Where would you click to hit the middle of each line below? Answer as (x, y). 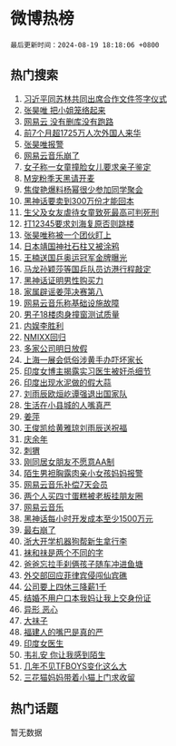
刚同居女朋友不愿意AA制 (69, 461)
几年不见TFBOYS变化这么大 (75, 666)
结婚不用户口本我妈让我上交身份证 (87, 598)
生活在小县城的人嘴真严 (67, 405)
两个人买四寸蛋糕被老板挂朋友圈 (83, 496)
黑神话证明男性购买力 (63, 280)
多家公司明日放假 (55, 348)
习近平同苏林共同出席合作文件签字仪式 (95, 98)
